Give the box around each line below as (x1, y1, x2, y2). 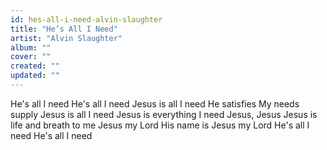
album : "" (10, 42, 52, 53)
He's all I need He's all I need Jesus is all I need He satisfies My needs (10, 97, 300, 110)
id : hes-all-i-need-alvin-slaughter (10, 14, 163, 25)
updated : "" (10, 71, 60, 81)
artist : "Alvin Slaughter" (10, 33, 123, 43)
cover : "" (10, 52, 52, 62)
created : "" (10, 61, 60, 71)
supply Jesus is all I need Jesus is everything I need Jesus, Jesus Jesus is (10, 108, 318, 120)
